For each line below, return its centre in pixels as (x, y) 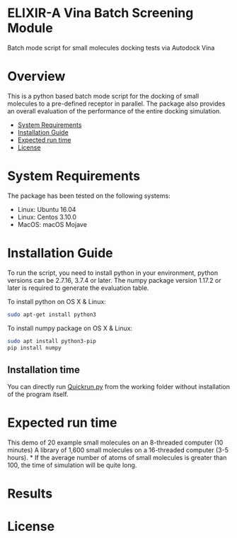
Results (30, 494)
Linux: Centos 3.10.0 (47, 217)
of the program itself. (38, 394)
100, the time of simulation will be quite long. (72, 465)
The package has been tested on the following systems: (89, 196)
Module (30, 28)
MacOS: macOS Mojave (52, 224)
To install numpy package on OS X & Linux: (70, 328)
